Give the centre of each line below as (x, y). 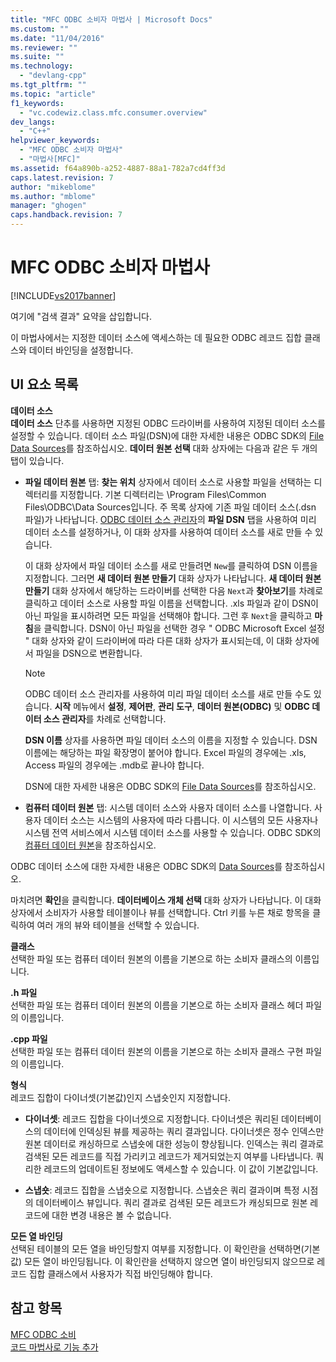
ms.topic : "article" (53, 94)
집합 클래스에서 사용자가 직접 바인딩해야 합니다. (120, 1273)
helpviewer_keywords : (55, 141)
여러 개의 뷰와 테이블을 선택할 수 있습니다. (118, 925)
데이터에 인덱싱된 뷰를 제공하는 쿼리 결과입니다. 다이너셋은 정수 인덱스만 (184, 1131)
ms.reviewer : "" (44, 47)
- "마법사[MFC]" (50, 159)
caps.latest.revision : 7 (62, 177)
